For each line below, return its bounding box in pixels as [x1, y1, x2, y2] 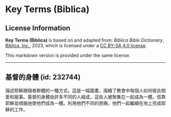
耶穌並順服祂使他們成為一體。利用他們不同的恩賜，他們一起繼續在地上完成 [5, 100, 161, 106]
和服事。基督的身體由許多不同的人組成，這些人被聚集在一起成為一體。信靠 [9, 94, 166, 100]
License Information [5, 24, 70, 32]
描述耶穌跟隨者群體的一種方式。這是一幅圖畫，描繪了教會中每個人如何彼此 [5, 87, 161, 93]
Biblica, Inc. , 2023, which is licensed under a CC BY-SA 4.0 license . [5, 43, 147, 49]
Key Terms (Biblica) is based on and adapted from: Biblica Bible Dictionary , [5, 37, 164, 43]
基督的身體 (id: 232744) [5, 73, 81, 82]
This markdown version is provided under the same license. [5, 52, 131, 58]
